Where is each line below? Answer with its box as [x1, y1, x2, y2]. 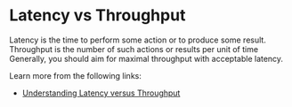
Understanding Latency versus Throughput [21, 88, 181, 98]
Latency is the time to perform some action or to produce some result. [9, 34, 267, 45]
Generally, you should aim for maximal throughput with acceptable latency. [9, 53, 283, 64]
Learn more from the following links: [9, 70, 142, 80]
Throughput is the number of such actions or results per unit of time [9, 43, 259, 54]
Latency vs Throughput [9, 5, 186, 26]
